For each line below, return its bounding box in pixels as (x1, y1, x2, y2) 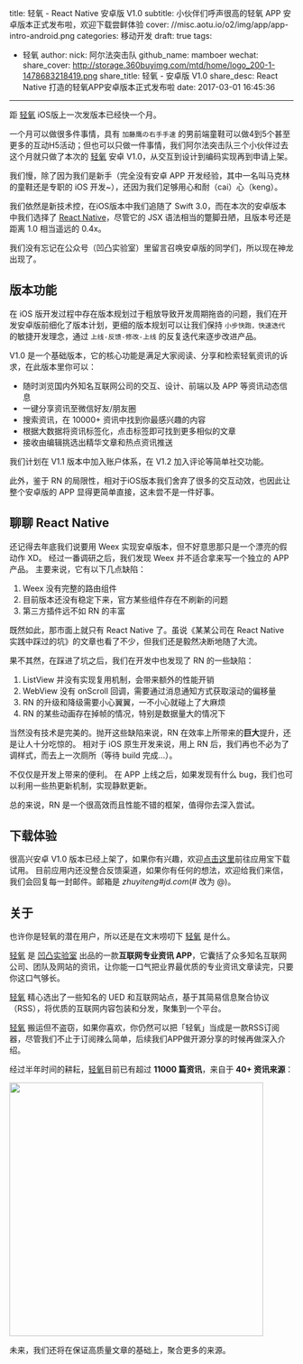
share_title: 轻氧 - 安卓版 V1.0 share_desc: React (99, 70, 278, 81)
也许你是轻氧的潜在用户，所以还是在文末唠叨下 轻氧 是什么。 (9, 931, 235, 942)
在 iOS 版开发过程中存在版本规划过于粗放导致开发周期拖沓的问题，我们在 (9, 308, 280, 318)
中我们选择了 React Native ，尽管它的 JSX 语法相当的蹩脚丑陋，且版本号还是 (9, 212, 291, 223)
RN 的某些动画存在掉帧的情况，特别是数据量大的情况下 (22, 707, 226, 719)
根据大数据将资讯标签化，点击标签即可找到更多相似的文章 (22, 425, 236, 436)
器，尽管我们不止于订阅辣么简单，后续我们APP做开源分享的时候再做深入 (9, 1034, 278, 1045)
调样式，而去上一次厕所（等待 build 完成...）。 (9, 750, 178, 760)
